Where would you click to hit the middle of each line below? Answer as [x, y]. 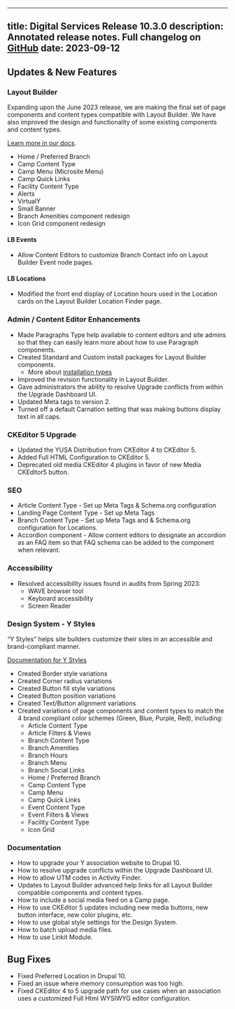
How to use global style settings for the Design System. [97, 922]
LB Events [22, 239]
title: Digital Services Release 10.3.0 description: [115, 26]
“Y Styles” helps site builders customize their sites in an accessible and [110, 639]
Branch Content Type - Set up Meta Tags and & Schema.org [104, 520]
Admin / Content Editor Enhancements [74, 320]
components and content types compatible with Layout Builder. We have [112, 115]
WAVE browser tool [56, 591]
